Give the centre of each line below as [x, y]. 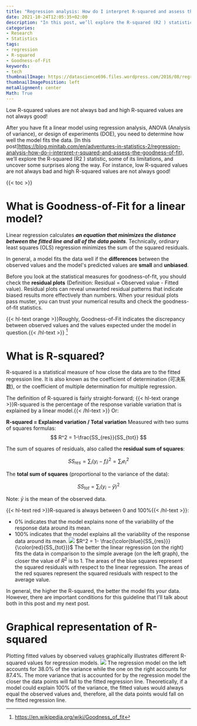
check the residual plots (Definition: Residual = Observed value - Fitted [92, 283]
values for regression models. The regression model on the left [107, 663]
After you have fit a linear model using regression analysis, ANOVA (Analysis [98, 127]
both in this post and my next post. [48, 603]
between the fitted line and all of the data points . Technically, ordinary [93, 241]
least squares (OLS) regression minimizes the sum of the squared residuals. [98, 247]
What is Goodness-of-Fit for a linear [96, 206]
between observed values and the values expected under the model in [91, 325]
